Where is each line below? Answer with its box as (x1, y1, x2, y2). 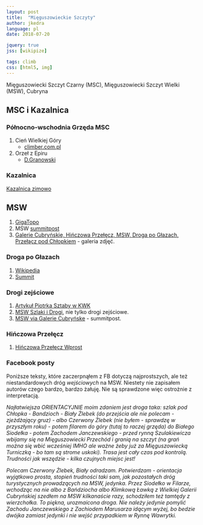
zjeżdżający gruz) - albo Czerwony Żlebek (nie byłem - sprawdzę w (6, 416, 176, 423)
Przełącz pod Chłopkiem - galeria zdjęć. (14, 238, 115, 245)
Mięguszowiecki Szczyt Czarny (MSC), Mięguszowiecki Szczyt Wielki (6, 81, 180, 88)
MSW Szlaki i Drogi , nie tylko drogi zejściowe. (14, 308, 129, 316)
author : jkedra (6, 20, 45, 26)
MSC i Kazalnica (6, 105, 69, 116)
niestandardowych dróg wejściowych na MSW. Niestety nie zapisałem (6, 379, 181, 386)
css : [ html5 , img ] (6, 64, 53, 70)
